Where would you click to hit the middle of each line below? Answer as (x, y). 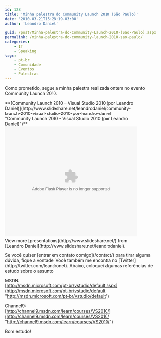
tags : (11, 56)
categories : (17, 42)
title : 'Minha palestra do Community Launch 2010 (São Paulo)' (72, 14)
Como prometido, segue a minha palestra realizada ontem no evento (75, 88)
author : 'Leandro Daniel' (32, 24)
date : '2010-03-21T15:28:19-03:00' (42, 19)
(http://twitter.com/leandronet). (37, 265)
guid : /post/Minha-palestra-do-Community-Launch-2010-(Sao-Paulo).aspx (80, 33)
